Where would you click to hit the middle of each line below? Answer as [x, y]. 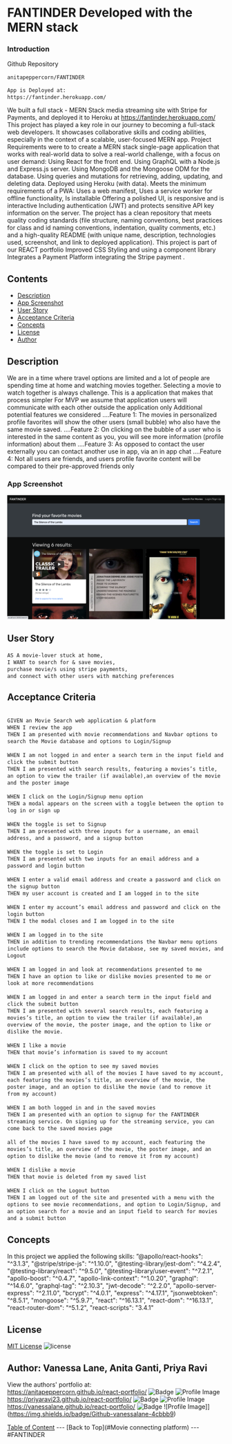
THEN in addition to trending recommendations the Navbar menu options [112, 942]
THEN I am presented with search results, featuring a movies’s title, [112, 769]
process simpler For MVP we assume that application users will [97, 400]
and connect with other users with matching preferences [91, 676]
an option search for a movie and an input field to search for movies [112, 1212]
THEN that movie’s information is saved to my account [88, 1053]
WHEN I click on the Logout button [58, 1191]
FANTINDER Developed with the [100, 13]
